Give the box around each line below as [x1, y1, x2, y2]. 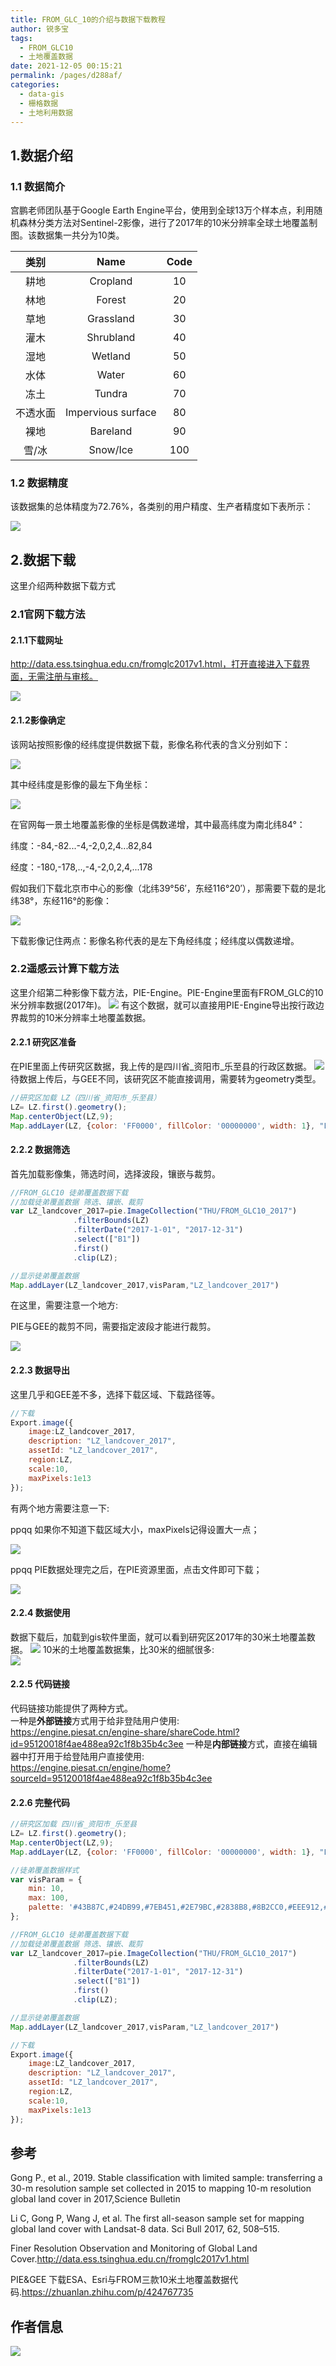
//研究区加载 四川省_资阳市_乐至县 [10, 1819, 138, 1830]
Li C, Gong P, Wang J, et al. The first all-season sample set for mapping [10, 2212, 305, 2225]
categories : [10, 80, 60, 90]
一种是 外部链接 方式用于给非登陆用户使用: [10, 1714, 180, 1726]
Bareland [89, 424, 133, 438]
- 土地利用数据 [19, 107, 74, 118]
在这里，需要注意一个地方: [10, 1299, 119, 1311]
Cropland [89, 274, 133, 288]
